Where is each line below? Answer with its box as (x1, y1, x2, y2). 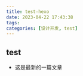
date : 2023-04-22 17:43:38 (6, 14, 73, 20)
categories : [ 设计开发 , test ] (6, 25, 78, 31)
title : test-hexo (6, 8, 50, 15)
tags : (6, 20, 20, 26)
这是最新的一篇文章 (14, 64, 63, 71)
